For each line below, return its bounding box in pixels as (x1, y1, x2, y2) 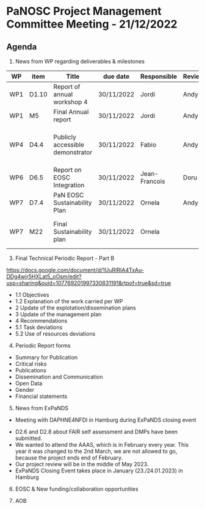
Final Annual (53, 108, 89, 116)
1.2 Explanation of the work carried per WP (15, 298, 123, 305)
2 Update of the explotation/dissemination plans (15, 304, 136, 311)
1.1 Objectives (15, 291, 49, 298)
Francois (140, 177, 165, 186)
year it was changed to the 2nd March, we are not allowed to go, (15, 447, 178, 455)
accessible (53, 140, 84, 149)
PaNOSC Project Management (6, 4, 162, 18)
